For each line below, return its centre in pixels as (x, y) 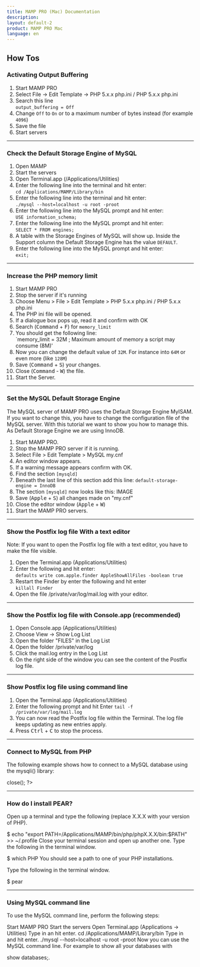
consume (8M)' (34, 346)
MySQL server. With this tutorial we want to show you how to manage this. (98, 424)
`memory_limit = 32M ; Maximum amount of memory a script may (95, 340)
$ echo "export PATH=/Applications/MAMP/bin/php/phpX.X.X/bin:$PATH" (97, 834)
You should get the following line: (56, 333)
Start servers (31, 132)
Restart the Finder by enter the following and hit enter (81, 581)
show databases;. (28, 957)
